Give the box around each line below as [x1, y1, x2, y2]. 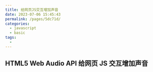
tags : [5, 35, 16, 40]
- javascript [9, 26, 37, 31]
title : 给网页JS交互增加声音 [5, 7, 58, 12]
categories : [5, 21, 30, 26]
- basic [9, 30, 26, 35]
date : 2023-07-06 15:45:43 [5, 12, 61, 17]
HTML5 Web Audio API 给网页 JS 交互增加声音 [5, 59, 149, 68]
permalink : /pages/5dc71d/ [5, 16, 61, 21]
